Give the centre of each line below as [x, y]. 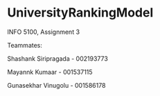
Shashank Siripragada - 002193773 [58, 58]
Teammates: [25, 45]
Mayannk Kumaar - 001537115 [50, 72]
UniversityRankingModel [80, 13]
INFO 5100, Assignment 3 [44, 32]
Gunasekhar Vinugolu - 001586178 [56, 85]
